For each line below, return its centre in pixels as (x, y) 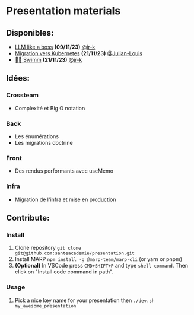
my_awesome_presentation (45, 306)
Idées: (18, 78)
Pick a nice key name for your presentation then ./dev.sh (85, 300)
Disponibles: (30, 33)
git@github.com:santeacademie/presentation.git (74, 253)
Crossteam (22, 95)
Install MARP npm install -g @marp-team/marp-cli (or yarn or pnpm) (98, 259)
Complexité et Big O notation (50, 108)
